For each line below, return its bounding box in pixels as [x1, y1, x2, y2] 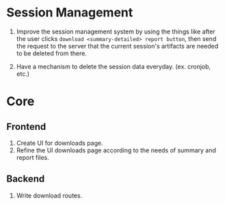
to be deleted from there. [16, 49, 87, 57]
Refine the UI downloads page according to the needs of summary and [16, 146, 217, 154]
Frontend [6, 121, 47, 133]
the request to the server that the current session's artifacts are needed [16, 42, 219, 50]
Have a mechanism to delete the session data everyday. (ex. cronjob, [16, 62, 211, 70]
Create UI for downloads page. [16, 139, 103, 147]
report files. [16, 153, 49, 161]
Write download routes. [16, 191, 83, 200]
